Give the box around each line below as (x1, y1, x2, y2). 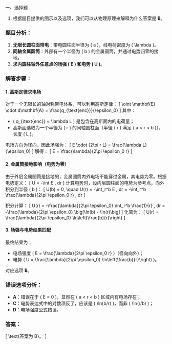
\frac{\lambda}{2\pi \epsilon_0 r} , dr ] (5, 192, 85, 198)
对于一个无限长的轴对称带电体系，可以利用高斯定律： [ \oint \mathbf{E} (5, 101, 156, 107)
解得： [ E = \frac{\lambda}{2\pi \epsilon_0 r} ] (35, 148, 133, 154)
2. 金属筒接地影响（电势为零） (5, 161, 69, 167)
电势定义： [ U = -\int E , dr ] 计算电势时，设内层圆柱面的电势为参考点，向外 (5, 179, 165, 186)
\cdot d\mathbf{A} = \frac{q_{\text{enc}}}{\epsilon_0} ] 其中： (5, 107, 136, 113)
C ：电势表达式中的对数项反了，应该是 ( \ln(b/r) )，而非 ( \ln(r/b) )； (12, 301, 154, 307)
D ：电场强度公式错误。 (12, 307, 61, 313)
